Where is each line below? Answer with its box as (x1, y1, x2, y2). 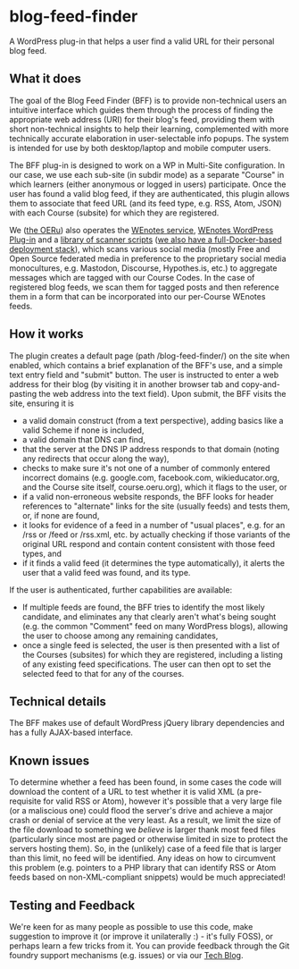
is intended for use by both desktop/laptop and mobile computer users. (9, 142, 271, 153)
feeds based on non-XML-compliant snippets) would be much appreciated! (9, 872, 286, 882)
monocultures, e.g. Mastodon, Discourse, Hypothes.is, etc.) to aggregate (9, 262, 278, 274)
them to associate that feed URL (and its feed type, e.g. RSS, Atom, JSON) (9, 198, 283, 208)
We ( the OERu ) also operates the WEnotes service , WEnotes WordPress (9, 224, 274, 235)
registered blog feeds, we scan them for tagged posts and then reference (9, 282, 279, 292)
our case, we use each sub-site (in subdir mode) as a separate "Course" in (9, 169, 285, 180)
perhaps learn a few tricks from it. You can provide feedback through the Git (9, 940, 290, 951)
